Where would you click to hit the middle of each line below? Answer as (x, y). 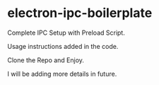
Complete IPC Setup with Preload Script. (66, 33)
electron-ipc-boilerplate (80, 13)
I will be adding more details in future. (62, 74)
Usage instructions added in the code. (63, 46)
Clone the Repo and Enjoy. (46, 60)
